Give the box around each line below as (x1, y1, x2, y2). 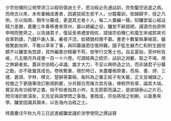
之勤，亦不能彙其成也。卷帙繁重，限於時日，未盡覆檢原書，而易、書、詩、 (5, 68, 161, 73)
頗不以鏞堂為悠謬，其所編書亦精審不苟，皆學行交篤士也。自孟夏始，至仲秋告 (5, 49, 166, 55)
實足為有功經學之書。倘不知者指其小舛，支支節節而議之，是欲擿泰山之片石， (5, 87, 166, 93)
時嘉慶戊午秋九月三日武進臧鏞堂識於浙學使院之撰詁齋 (5, 110, 117, 116)
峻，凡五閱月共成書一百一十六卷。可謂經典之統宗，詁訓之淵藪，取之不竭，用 (5, 55, 166, 61)
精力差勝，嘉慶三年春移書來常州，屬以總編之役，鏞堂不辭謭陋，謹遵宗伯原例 (5, 23, 166, 29)
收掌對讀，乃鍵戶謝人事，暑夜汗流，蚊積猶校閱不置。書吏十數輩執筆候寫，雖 (5, 36, 166, 42)
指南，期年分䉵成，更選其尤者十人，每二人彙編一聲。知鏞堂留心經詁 (22, 17, 166, 23)
